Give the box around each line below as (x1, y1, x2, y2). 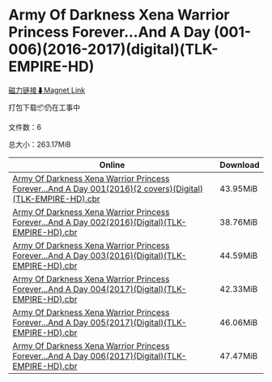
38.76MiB (219, 217, 258, 228)
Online (99, 159, 125, 170)
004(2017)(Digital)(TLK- (90, 283, 187, 294)
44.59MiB (219, 250, 258, 261)
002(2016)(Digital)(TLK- (90, 217, 187, 228)
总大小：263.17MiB (8, 139, 71, 149)
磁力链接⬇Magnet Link (8, 85, 86, 95)
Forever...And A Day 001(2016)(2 (12, 182, 142, 194)
